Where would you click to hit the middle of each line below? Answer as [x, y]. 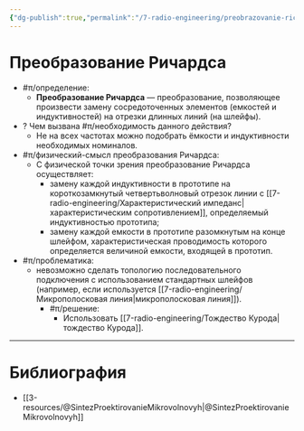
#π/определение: [56, 88]
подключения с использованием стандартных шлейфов [144, 279]
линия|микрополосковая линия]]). [176, 298]
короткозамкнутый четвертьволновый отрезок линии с [157, 193]
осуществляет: [65, 173]
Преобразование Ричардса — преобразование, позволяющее [158, 97]
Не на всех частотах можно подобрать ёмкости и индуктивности [162, 136]
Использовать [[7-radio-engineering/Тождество [155, 318]
